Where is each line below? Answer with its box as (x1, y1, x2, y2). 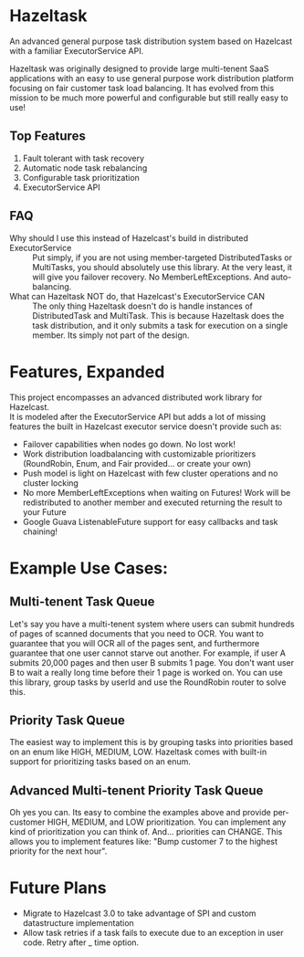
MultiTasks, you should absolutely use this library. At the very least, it (32, 261, 292, 272)
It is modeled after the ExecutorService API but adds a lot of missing (9, 411, 267, 422)
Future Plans (9, 878, 107, 899)
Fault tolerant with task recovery (22, 152, 144, 163)
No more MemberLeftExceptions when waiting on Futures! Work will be (22, 487, 291, 498)
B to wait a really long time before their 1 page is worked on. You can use (9, 667, 283, 678)
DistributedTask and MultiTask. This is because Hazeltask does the (32, 310, 285, 321)
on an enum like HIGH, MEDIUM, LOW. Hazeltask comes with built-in (9, 746, 267, 758)
